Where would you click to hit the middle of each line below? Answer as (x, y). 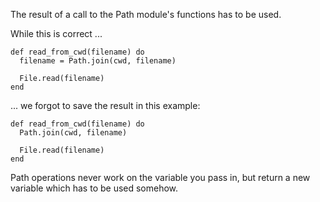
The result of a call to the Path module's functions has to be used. (146, 14)
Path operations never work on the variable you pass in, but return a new (160, 177)
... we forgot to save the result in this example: (105, 105)
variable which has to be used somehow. (94, 188)
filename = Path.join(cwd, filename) (98, 61)
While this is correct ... (56, 33)
